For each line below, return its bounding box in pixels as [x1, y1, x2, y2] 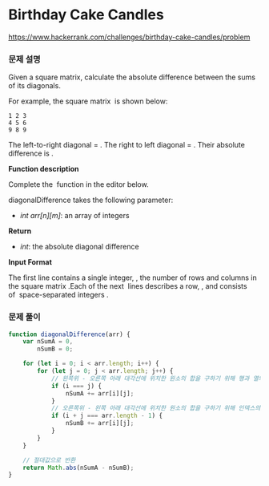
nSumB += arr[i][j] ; [65, 419, 134, 427]
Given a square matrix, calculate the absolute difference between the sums [8, 72, 256, 82]
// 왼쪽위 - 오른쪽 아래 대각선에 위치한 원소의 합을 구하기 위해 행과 [50, 375, 250, 383]
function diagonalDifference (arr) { [8, 330, 130, 338]
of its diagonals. [8, 81, 62, 91]
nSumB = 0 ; [37, 345, 74, 354]
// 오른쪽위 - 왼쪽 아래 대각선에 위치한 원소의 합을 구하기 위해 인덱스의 [50, 404, 261, 412]
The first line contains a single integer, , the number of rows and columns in [8, 273, 258, 282]
